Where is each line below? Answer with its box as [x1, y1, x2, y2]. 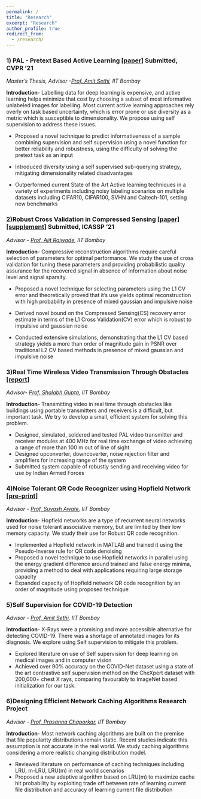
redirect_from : [6, 31, 44, 37]
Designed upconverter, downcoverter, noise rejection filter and [14, 450, 170, 457]
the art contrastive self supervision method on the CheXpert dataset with [14, 669, 195, 677]
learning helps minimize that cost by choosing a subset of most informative [6, 95, 191, 102]
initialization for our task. [14, 682, 76, 689]
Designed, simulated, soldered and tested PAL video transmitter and [14, 431, 183, 438]
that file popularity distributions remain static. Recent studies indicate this [6, 736, 187, 743]
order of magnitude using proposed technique [14, 586, 129, 593]
